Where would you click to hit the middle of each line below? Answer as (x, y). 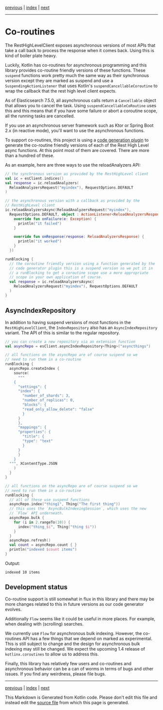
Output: (13, 563)
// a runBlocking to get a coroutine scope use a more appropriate (79, 273)
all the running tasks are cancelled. (40, 116)
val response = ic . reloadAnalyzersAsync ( (52, 282)
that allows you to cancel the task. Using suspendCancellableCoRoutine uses (81, 105)
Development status (36, 587)
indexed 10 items (23, 572)
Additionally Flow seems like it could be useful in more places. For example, (80, 618)
